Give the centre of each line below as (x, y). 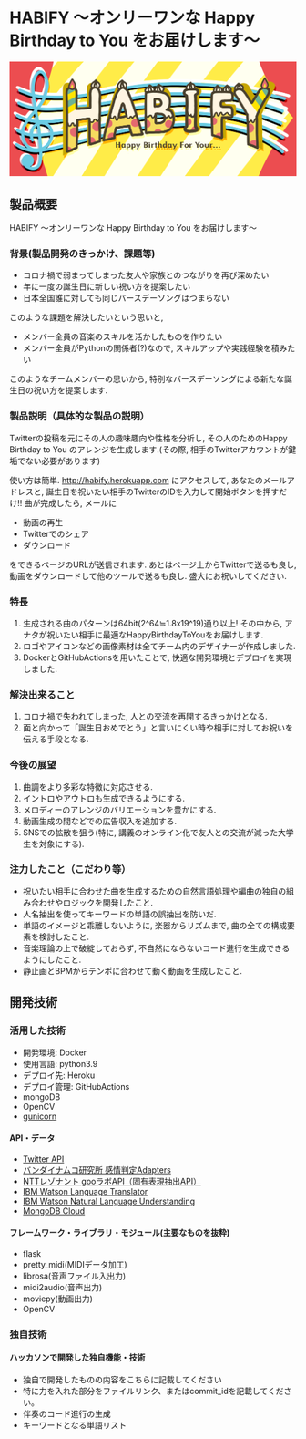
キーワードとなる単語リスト (75, 1425)
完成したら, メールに (78, 502)
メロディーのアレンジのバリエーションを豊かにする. (119, 809)
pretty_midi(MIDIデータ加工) (75, 1264)
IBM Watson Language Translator (85, 1191)
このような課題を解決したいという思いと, (87, 317)
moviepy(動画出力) (57, 1299)
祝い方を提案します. (71, 390)
